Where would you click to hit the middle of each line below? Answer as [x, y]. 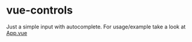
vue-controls [40, 10]
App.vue [17, 33]
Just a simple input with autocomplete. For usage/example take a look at [96, 27]
